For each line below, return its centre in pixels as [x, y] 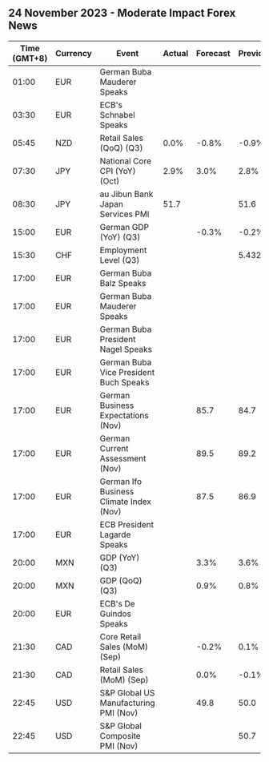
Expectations [124, 415]
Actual [176, 53]
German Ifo [121, 482]
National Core [126, 161]
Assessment [123, 458]
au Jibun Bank [126, 194]
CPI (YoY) [118, 171]
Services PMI [124, 214]
